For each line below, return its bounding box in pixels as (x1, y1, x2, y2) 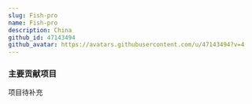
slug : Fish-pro (8, 11, 58, 20)
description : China (8, 26, 72, 34)
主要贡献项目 (8, 69, 57, 80)
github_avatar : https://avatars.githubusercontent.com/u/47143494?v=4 (8, 41, 245, 49)
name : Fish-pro (8, 19, 58, 27)
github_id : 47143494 (8, 33, 76, 42)
